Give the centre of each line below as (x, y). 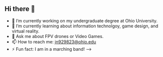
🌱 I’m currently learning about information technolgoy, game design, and (85, 26)
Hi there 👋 (20, 9)
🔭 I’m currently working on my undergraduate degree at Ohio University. (84, 20)
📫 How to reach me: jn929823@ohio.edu (54, 41)
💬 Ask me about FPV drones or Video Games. (58, 36)
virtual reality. (26, 31)
